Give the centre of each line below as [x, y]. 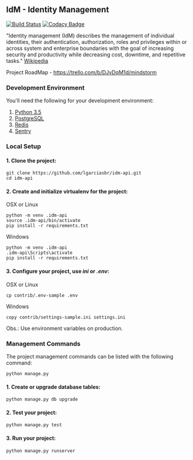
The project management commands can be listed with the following [90, 356]
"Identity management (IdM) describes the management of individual [90, 36]
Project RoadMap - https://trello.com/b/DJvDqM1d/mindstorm [81, 72]
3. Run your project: [31, 438]
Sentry [23, 131]
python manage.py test [34, 425]
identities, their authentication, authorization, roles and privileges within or [97, 42]
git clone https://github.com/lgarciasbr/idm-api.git [74, 173]
